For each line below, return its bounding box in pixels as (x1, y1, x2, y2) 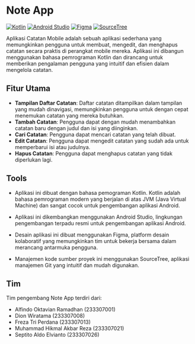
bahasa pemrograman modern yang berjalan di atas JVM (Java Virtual (14, 195, 187, 203)
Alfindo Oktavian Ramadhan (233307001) (14, 306, 116, 313)
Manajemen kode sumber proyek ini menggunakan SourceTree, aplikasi (14, 255, 190, 262)
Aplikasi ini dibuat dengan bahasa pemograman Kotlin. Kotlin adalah (14, 189, 181, 196)
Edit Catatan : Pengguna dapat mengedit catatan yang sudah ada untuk (14, 137, 189, 144)
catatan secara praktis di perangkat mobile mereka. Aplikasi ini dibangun (6, 47, 184, 54)
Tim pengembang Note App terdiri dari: (6, 295, 102, 302)
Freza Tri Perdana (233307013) (14, 318, 91, 326)
